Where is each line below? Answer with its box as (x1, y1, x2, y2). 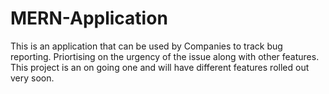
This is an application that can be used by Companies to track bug (10, 40, 283, 52)
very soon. (10, 72, 55, 84)
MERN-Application (10, 7, 168, 30)
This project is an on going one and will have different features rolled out (10, 61, 310, 73)
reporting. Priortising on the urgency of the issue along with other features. (10, 50, 320, 62)
